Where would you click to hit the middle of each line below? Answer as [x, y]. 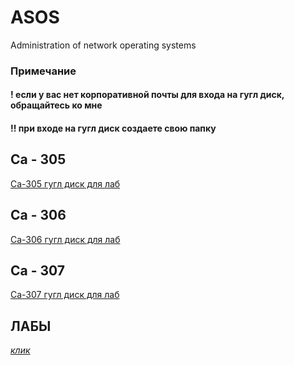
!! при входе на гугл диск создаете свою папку [113, 128]
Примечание [43, 71]
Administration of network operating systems [103, 45]
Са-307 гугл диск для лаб [65, 295]
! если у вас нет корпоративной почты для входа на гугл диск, [147, 95]
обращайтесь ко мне [56, 105]
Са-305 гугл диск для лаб [65, 183]
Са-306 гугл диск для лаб [65, 239]
